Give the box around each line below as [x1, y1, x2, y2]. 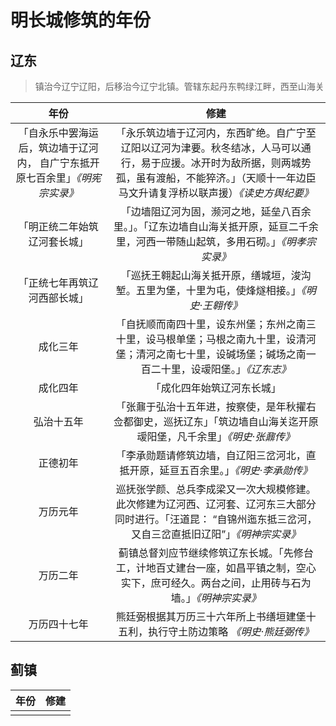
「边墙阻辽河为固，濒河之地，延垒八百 [120, 205, 302, 218]
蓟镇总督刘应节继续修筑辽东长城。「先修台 [118, 546, 314, 560]
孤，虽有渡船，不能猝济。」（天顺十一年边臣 [115, 171, 317, 185]
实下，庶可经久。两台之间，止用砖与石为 [120, 576, 312, 590]
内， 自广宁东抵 [16, 156, 90, 170]
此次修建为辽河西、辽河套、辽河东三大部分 [115, 497, 317, 511]
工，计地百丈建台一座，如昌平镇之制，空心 [115, 561, 317, 575]
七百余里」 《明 [25, 171, 92, 185]
